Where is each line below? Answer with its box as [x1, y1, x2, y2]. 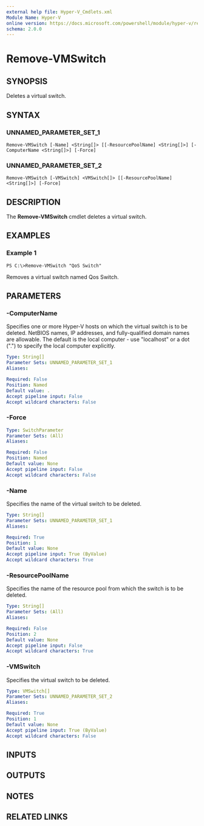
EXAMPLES [6, 230, 50, 241]
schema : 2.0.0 [6, 26, 42, 32]
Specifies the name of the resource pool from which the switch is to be [6, 585, 184, 593]
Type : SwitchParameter [6, 427, 64, 433]
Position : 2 [6, 631, 36, 637]
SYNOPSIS [6, 76, 48, 86]
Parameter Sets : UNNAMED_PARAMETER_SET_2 [6, 693, 113, 700]
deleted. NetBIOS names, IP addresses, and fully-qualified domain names [6, 329, 190, 337]
